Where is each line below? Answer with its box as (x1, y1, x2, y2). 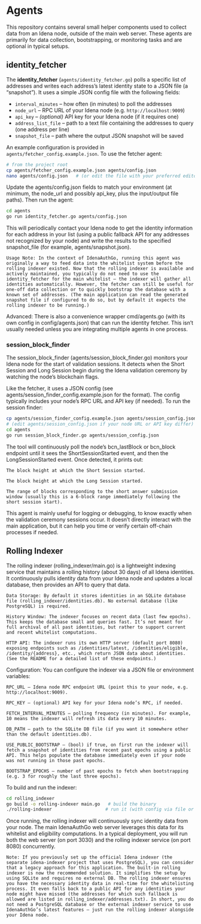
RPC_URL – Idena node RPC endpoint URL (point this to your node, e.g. (6, 684, 188, 690)
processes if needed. (6, 528, 59, 535)
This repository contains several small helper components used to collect (6, 23, 187, 31)
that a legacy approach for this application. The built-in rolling (6, 865, 181, 871)
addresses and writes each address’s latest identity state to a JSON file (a (6, 82, 188, 89)
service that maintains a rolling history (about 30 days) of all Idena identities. (6, 568, 195, 576)
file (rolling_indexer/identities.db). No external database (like (6, 598, 178, 604)
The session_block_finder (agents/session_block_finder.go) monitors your (6, 354, 188, 362)
